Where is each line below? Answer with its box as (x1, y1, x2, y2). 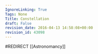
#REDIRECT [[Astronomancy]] (5, 44, 66, 49)
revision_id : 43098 (5, 30, 45, 35)
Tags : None (5, 12, 27, 17)
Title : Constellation (5, 16, 49, 21)
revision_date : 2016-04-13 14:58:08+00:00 (5, 26, 93, 30)
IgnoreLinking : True (5, 7, 48, 12)
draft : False (5, 21, 32, 26)
